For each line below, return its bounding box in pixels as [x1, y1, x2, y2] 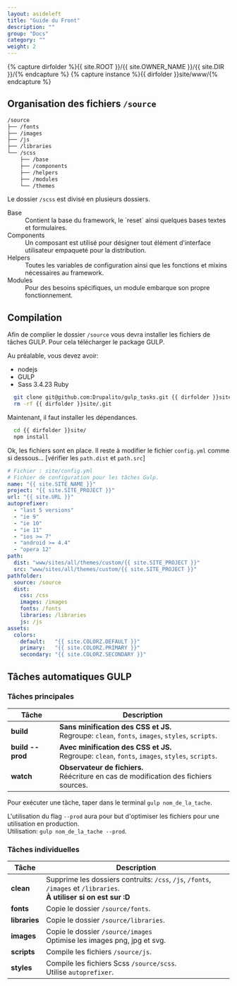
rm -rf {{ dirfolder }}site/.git [13, 400, 112, 408]
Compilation [7, 311, 62, 323]
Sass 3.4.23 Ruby [17, 380, 69, 389]
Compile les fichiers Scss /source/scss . [45, 958, 177, 968]
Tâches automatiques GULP [7, 671, 132, 683]
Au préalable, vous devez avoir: [7, 351, 99, 360]
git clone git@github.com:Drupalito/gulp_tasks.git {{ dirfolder [13, 394, 210, 401]
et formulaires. [25, 224, 68, 232]
